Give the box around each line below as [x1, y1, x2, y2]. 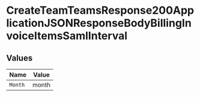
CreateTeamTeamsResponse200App [6, 4, 194, 17]
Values [6, 53, 33, 63]
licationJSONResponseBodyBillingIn [6, 16, 192, 30]
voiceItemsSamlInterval [6, 29, 128, 43]
